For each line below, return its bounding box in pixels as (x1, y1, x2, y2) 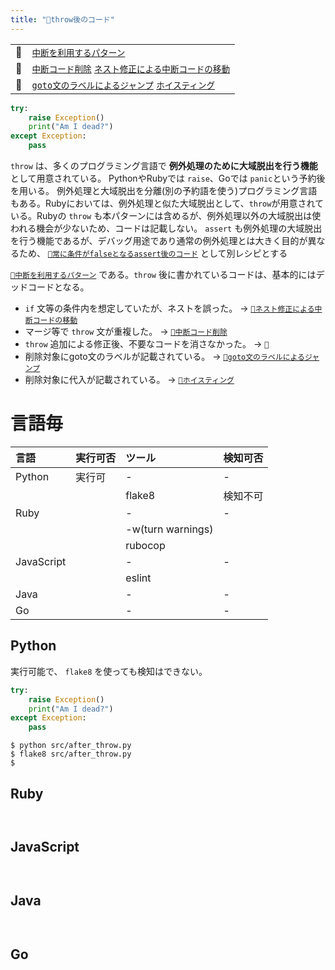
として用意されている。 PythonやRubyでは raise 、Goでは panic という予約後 (10, 172, 326, 184)
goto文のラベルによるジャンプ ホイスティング (31, 79, 216, 91)
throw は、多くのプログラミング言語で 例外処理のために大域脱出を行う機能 (10, 160, 318, 171)
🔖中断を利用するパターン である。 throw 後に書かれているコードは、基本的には (10, 269, 317, 280)
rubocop (125, 538, 166, 552)
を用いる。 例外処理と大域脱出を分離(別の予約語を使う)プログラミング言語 (10, 185, 318, 196)
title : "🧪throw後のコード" (10, 14, 115, 25)
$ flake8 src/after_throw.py (10, 749, 132, 760)
